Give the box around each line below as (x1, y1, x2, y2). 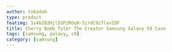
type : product (6, 14, 42, 20)
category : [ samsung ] (6, 36, 59, 42)
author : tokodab (6, 8, 47, 15)
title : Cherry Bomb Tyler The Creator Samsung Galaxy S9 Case (6, 25, 166, 32)
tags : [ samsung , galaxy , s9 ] (6, 31, 80, 37)
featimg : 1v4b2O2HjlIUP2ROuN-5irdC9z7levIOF (6, 20, 120, 26)
